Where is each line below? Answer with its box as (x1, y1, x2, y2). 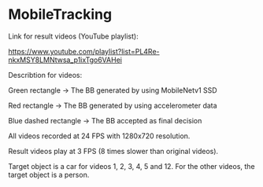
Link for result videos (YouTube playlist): (8, 31, 139, 41)
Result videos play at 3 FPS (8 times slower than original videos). (8, 146, 219, 156)
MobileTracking (8, 5, 113, 24)
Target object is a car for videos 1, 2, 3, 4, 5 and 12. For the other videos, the (8, 161, 255, 170)
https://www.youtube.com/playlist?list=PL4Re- (8, 46, 160, 56)
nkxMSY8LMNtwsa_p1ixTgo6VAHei (8, 55, 122, 64)
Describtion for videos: (8, 70, 83, 79)
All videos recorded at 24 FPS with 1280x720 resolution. (8, 131, 191, 141)
